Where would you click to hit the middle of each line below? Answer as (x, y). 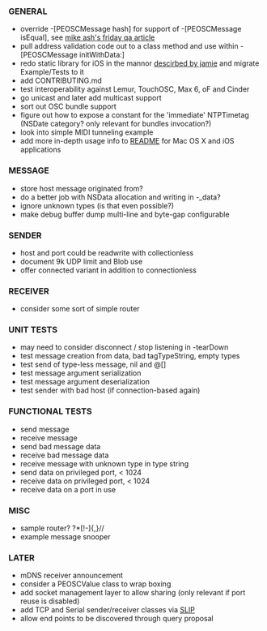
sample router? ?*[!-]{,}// (62, 528)
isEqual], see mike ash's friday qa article (87, 37)
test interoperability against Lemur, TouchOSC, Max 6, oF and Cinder (135, 89)
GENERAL (28, 11)
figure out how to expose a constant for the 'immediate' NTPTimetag (134, 115)
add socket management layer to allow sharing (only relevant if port (133, 593)
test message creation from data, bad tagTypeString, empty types (130, 356)
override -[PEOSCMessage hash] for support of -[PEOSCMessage (131, 29)
